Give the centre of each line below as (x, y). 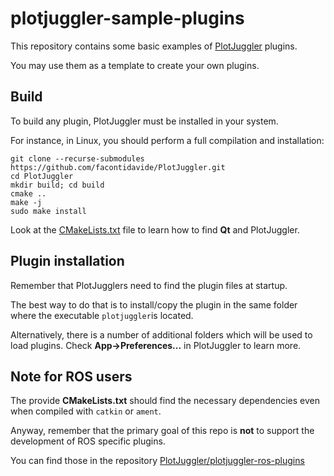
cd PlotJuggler (42, 176)
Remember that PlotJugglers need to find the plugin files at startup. (149, 285)
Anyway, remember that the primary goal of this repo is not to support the (162, 431)
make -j (26, 202)
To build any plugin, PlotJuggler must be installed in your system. (144, 121)
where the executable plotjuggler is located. (102, 315)
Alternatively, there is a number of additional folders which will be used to (161, 334)
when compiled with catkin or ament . (86, 411)
